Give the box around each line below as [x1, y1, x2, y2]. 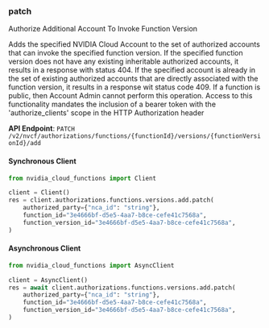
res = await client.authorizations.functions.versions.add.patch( [8, 284, 236, 292]
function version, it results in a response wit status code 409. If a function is [8, 82, 261, 92]
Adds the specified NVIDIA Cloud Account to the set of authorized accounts [8, 39, 260, 49]
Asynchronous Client [8, 243, 81, 253]
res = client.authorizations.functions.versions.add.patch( [8, 196, 215, 205]
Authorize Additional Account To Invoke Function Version [8, 24, 198, 34]
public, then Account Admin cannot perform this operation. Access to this [8, 91, 253, 101]
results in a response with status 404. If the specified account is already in [8, 65, 256, 75]
